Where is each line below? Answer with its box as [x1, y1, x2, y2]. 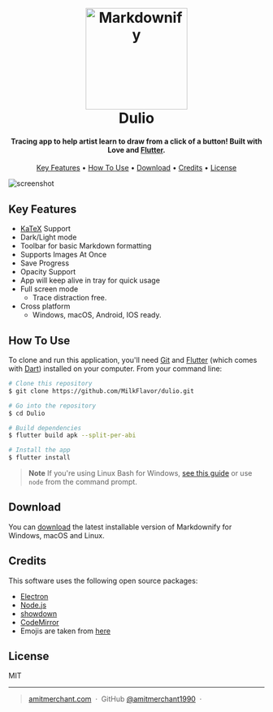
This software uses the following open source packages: [8, 576, 198, 585]
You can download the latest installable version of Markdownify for [8, 522, 232, 532]
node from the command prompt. [28, 477, 138, 487]
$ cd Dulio [8, 409, 45, 417]
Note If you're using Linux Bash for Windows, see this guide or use [28, 468, 253, 478]
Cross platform [19, 301, 71, 311]
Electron [19, 591, 49, 601]
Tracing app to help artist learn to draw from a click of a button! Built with [11, 136, 262, 146]
